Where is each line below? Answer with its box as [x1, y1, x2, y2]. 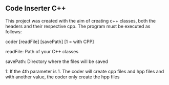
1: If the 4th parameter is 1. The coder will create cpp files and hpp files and [5, 68, 164, 74]
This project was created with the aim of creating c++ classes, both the [5, 17, 156, 24]
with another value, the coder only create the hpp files [5, 74, 120, 80]
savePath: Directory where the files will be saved [5, 58, 109, 65]
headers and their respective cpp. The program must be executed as [5, 23, 151, 29]
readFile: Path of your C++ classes [5, 48, 78, 54]
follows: [5, 28, 22, 35]
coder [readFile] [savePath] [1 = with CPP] [5, 38, 94, 45]
